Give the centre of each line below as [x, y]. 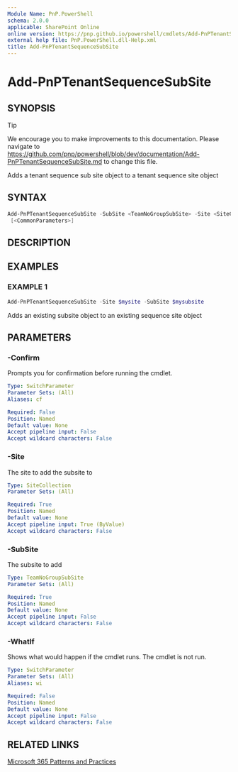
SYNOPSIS [32, 108]
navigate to [24, 147]
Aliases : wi [25, 683]
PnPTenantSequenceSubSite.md [55, 161]
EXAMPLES [33, 267]
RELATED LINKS [43, 745]
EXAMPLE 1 [28, 287]
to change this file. [131, 161]
